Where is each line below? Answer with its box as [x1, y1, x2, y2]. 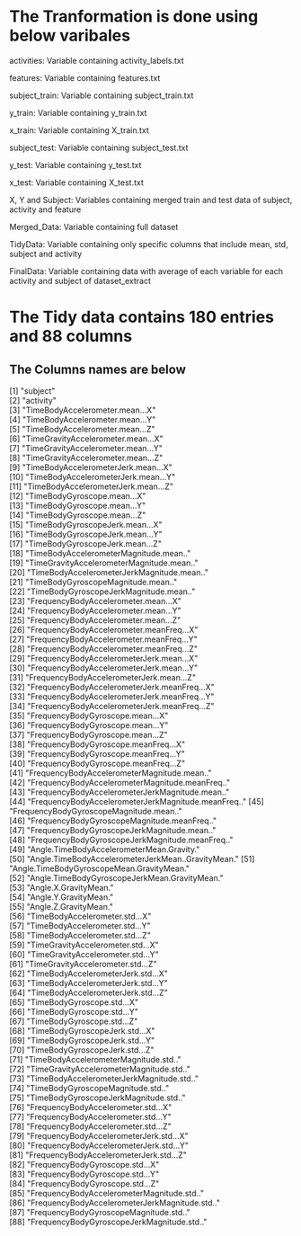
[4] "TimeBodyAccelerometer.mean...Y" [9, 413, 156, 424]
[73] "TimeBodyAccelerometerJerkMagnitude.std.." [9, 1072, 199, 1084]
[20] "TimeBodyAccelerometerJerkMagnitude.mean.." [9, 566, 209, 577]
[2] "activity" [9, 395, 57, 405]
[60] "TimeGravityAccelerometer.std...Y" [9, 948, 159, 959]
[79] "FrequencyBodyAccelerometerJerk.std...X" [9, 1130, 189, 1141]
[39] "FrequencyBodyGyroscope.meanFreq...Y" [9, 748, 186, 759]
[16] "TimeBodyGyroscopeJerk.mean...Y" [9, 529, 163, 539]
